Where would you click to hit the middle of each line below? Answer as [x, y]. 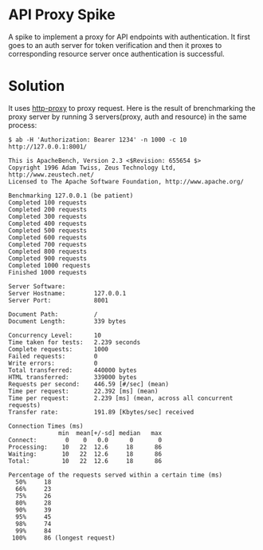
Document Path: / [53, 314]
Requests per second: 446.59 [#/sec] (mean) [89, 384]
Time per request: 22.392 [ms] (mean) [83, 391]
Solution [37, 86]
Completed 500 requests [48, 230]
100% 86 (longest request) [63, 538]
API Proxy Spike [62, 15]
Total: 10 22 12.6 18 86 [85, 461]
